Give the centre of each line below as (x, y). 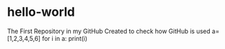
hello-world (41, 12)
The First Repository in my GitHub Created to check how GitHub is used (109, 31)
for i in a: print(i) (65, 38)
